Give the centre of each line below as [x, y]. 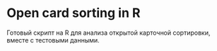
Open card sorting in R [74, 13]
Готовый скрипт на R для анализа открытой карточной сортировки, [108, 33]
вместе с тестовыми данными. [53, 40]
